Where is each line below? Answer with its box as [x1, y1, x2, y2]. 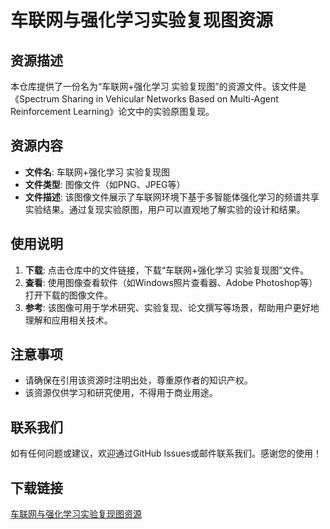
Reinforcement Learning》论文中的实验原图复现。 [10, 106, 215, 117]
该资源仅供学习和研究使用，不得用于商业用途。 [24, 387, 218, 399]
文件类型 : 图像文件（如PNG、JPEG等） [24, 178, 186, 190]
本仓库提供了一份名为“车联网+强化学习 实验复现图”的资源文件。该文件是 [10, 81, 307, 92]
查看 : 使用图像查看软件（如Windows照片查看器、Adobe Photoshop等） [24, 276, 318, 288]
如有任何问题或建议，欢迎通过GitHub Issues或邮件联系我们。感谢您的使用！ [10, 447, 322, 460]
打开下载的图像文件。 [24, 289, 113, 301]
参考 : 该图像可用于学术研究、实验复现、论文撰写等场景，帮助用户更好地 [24, 301, 320, 313]
